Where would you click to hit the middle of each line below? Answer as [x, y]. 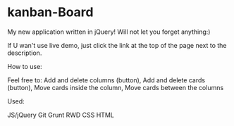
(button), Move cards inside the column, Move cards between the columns [116, 87]
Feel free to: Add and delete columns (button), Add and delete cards [106, 80]
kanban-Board [50, 12]
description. [25, 53]
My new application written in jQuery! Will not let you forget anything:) [109, 32]
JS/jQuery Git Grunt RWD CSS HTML [61, 115]
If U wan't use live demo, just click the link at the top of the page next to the [117, 45]
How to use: [25, 66]
